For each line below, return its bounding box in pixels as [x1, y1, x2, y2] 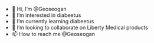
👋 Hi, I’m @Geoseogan [11, 6, 67, 12]
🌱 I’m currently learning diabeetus [11, 18, 94, 24]
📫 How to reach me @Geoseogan [11, 31, 96, 37]
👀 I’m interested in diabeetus [11, 12, 81, 19]
